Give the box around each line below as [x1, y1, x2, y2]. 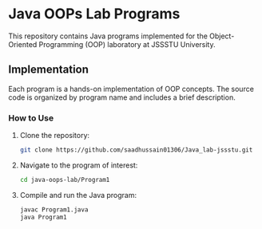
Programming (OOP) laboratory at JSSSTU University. [38, 39, 216, 49]
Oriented [8, 39, 38, 49]
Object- [208, 31, 235, 41]
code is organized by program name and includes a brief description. [8, 93, 236, 102]
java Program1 [19, 213, 67, 221]
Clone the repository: [19, 131, 90, 140]
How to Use [8, 113, 54, 124]
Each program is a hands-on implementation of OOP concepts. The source [8, 84, 254, 93]
